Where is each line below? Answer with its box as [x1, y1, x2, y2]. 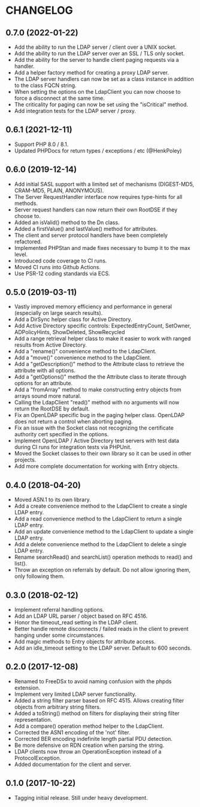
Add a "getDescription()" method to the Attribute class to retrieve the [14, 361, 184, 368]
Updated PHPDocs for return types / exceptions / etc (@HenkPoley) [14, 147, 182, 154]
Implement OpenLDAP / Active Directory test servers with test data [14, 437, 180, 445]
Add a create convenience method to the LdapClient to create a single [14, 502, 187, 510]
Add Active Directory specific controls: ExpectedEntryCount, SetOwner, [14, 322, 192, 329]
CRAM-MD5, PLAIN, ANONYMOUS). [14, 187, 104, 194]
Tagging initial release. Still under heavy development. [14, 794, 148, 801]
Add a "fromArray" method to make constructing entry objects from [14, 386, 182, 394]
